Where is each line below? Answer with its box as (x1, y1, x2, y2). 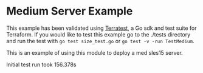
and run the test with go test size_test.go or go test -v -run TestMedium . (6, 37, 194, 44)
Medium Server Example (6, 4, 133, 18)
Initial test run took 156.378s (6, 61, 77, 68)
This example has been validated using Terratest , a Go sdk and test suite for (6, 24, 197, 32)
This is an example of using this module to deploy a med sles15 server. (6, 49, 184, 56)
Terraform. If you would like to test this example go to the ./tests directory (6, 30, 191, 38)
